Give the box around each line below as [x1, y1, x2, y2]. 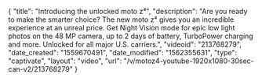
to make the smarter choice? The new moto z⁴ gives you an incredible [8, 15, 235, 24]
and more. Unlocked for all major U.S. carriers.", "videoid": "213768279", [8, 40, 242, 49]
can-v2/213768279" [8, 65, 73, 73]
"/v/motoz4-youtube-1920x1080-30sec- [123, 56, 255, 65]
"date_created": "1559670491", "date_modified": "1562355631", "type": [8, 48, 238, 57]
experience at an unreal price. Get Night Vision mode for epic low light [8, 23, 235, 32]
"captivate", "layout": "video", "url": [8, 56, 122, 65]
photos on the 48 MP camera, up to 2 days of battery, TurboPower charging [8, 31, 253, 40]
